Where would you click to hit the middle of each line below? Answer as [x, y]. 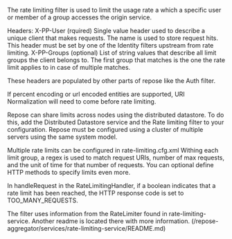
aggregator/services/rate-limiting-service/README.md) [87, 228]
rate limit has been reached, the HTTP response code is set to [96, 193]
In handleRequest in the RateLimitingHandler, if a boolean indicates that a [111, 185]
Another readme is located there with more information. [111, 221]
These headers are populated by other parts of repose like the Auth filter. [111, 81]
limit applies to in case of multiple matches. [69, 67]
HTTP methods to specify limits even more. [69, 172]
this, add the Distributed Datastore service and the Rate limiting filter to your [116, 122]
